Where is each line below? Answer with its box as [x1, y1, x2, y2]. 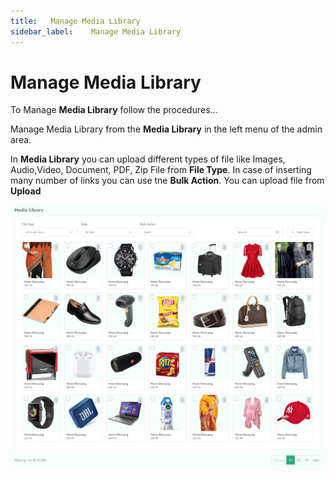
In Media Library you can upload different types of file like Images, [10, 153, 286, 165]
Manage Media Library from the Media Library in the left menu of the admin [10, 123, 323, 135]
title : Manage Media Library [10, 16, 141, 26]
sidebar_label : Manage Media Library [10, 26, 182, 37]
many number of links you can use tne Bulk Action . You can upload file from [10, 175, 325, 187]
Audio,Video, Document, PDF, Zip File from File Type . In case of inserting [10, 164, 312, 176]
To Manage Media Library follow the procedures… [10, 104, 218, 116]
